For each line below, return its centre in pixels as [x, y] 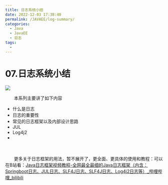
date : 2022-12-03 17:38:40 [33, 15]
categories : [17, 24]
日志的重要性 [25, 115]
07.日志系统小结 [38, 74]
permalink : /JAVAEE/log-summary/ [40, 19]
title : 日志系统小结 [24, 10]
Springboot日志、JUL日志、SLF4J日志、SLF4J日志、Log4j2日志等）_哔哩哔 [84, 171]
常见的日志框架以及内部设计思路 [45, 121]
